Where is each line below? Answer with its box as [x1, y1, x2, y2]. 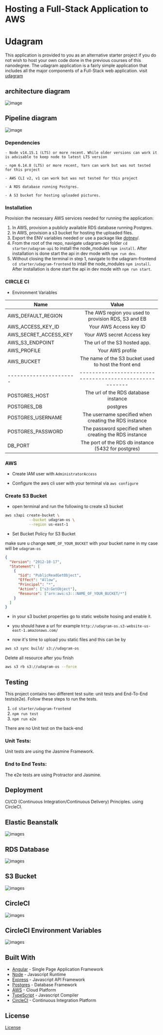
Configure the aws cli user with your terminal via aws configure [12, 480, 139, 486]
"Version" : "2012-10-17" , [9, 559, 62, 564]
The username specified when [82, 411, 152, 418]
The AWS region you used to [84, 309, 150, 316]
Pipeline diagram [5, 114, 57, 122]
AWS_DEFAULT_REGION [7, 312, 63, 319]
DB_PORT [7, 442, 30, 449]
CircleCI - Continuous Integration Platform [12, 997, 97, 1003]
